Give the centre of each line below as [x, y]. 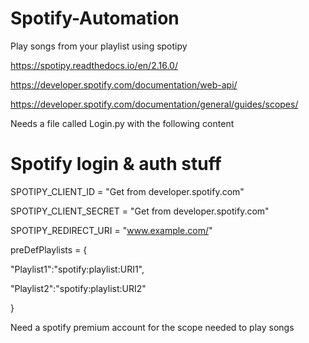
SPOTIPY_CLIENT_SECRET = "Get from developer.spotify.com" [140, 211]
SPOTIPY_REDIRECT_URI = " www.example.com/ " [111, 230]
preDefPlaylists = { [49, 249]
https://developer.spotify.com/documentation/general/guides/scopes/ [154, 104]
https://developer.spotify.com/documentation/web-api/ [124, 84]
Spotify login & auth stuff [116, 164]
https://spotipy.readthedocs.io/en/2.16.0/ [94, 65]
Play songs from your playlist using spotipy [99, 46]
